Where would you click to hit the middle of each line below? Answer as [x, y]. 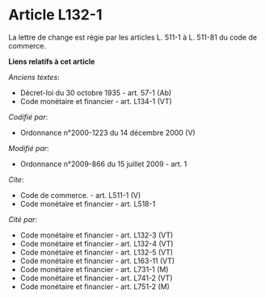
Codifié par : [28, 117]
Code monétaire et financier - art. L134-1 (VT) [96, 101]
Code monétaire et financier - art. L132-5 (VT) [97, 252]
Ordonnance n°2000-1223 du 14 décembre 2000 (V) [107, 132]
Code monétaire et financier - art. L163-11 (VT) [97, 261]
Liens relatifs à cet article [52, 61]
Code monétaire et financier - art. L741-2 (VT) [96, 278]
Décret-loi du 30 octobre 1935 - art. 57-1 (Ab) [96, 92]
